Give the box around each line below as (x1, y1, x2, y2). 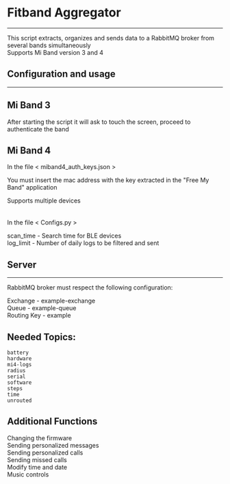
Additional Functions (7, 416, 98, 427)
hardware (7, 355, 32, 362)
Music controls (7, 470, 49, 479)
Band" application (7, 183, 57, 192)
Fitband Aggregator (7, 5, 121, 21)
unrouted (7, 397, 32, 404)
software (7, 379, 32, 386)
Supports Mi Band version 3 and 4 (7, 48, 104, 56)
